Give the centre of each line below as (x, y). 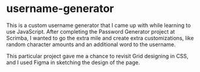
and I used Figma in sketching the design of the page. (73, 62)
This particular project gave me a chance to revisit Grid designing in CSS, (97, 56)
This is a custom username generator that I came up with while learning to (99, 25)
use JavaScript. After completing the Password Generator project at (91, 31)
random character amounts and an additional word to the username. (91, 44)
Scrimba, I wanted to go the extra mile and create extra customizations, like (100, 38)
